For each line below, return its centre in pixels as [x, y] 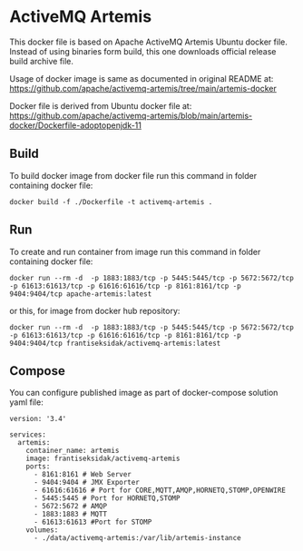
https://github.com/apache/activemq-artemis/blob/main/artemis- [131, 115]
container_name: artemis [73, 451]
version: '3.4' [38, 419]
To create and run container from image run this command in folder [135, 251]
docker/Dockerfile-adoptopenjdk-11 [76, 125]
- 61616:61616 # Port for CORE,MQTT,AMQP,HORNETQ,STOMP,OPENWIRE [159, 491]
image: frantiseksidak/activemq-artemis [103, 459]
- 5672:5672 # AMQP [70, 507]
